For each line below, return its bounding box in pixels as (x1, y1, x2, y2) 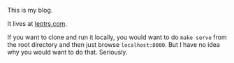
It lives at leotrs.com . (7, 20, 68, 27)
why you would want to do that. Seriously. (7, 48, 128, 56)
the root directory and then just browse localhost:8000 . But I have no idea (7, 41, 220, 48)
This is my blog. (7, 6, 53, 14)
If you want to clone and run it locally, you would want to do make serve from (7, 33, 227, 41)
